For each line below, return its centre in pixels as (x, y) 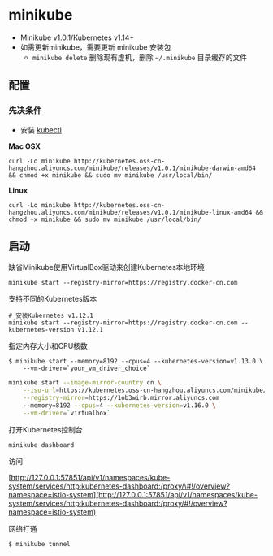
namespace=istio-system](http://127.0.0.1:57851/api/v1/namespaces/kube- (133, 494)
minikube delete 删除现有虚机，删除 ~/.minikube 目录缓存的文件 (140, 57)
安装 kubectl (41, 130)
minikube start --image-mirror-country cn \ (85, 383)
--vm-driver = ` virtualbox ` (67, 413)
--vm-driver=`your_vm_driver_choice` (87, 369)
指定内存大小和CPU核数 (48, 346)
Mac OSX (24, 146)
